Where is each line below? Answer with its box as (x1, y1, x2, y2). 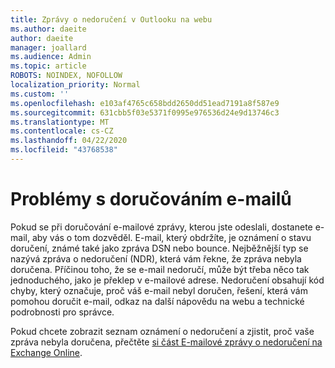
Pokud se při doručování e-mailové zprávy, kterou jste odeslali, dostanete (10, 221, 313, 233)
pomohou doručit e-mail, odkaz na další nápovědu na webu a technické (10, 295, 305, 307)
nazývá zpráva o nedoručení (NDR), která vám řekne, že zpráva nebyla (10, 252, 302, 265)
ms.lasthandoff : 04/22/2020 (10, 136, 128, 146)
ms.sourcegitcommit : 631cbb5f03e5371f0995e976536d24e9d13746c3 (10, 107, 280, 118)
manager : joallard (10, 42, 87, 53)
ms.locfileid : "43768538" (10, 145, 118, 155)
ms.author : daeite (10, 24, 87, 34)
